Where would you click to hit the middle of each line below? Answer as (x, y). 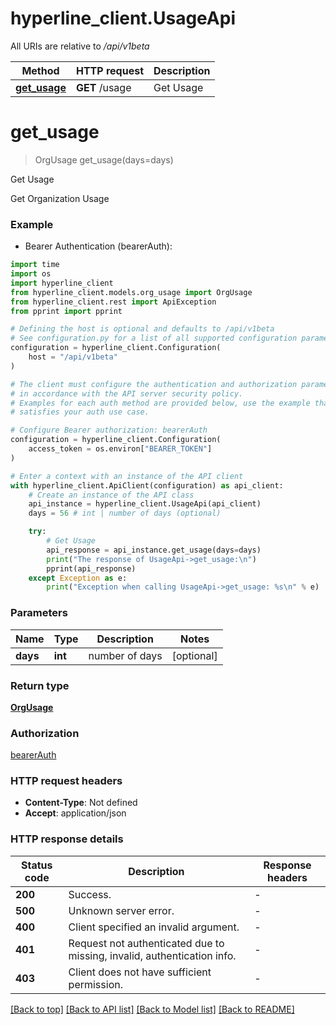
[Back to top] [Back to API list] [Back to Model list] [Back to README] (152, 1009)
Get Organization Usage (60, 198)
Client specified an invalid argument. (154, 927)
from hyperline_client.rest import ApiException (113, 302)
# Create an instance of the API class (111, 495)
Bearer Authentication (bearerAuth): (98, 246)
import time (35, 265)
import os (31, 274)
